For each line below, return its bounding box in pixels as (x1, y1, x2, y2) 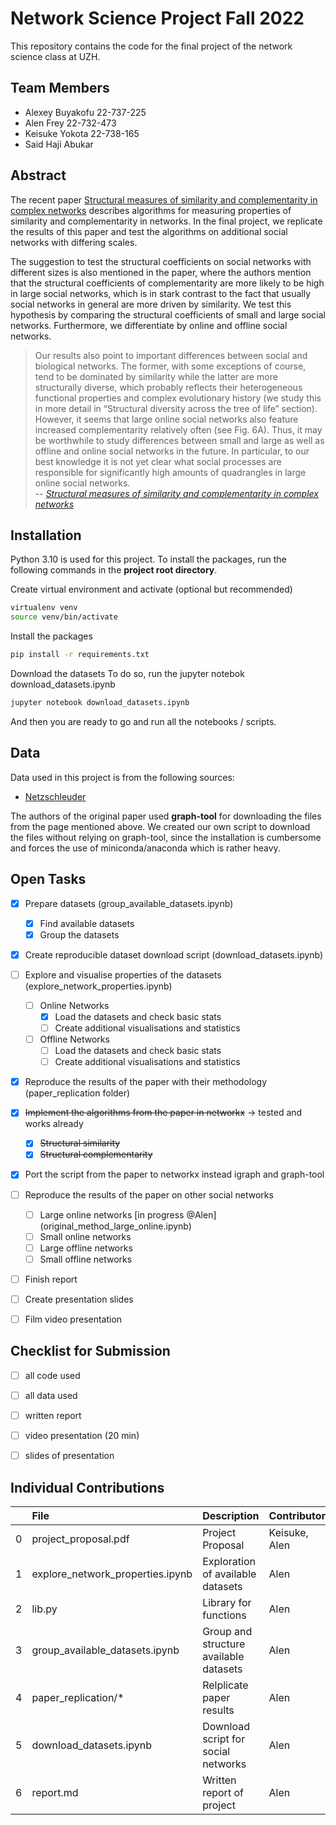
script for (202, 1732, 246, 1746)
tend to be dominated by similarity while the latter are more (34, 370, 278, 382)
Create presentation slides (24, 1293, 134, 1305)
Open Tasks (10, 871, 87, 888)
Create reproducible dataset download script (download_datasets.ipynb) (24, 948, 324, 961)
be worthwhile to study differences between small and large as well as (34, 434, 325, 446)
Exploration (202, 1554, 256, 1568)
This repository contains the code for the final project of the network (10, 40, 293, 52)
